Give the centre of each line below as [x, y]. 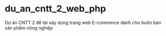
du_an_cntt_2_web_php [56, 9]
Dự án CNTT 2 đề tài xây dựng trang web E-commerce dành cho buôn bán [83, 22]
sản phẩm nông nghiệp [29, 27]
